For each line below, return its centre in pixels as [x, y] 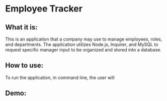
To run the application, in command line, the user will [60, 77]
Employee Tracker [44, 9]
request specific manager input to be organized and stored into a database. [83, 50]
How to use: [24, 65]
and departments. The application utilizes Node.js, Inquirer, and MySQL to [82, 44]
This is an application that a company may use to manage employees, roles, [84, 39]
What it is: [21, 27]
